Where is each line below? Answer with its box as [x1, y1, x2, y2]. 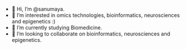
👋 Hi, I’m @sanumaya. [11, 6, 65, 12]
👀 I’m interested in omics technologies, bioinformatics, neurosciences [11, 12, 180, 19]
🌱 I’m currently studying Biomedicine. [11, 24, 103, 31]
